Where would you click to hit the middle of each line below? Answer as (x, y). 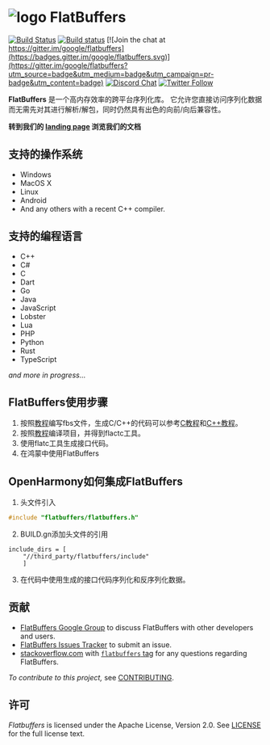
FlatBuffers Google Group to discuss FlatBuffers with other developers (137, 627)
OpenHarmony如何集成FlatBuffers (96, 481)
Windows (35, 175)
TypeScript (38, 359)
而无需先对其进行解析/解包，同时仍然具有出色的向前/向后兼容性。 (117, 109)
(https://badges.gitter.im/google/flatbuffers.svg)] (89, 57)
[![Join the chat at (136, 40)
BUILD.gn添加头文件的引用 (64, 534)
